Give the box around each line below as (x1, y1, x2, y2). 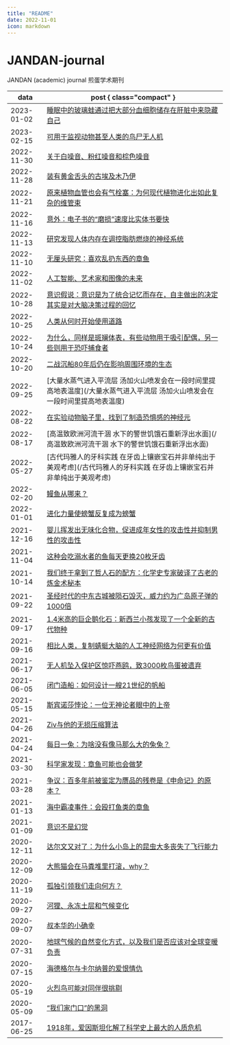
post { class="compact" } (90, 93, 176, 102)
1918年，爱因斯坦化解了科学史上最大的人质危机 (47, 1023, 202, 1033)
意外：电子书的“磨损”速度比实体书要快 (47, 214, 170, 224)
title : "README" (7, 10, 53, 17)
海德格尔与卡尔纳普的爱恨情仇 (47, 964, 143, 974)
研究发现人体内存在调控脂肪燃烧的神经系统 (47, 234, 184, 244)
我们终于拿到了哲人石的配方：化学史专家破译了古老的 (47, 568, 218, 577)
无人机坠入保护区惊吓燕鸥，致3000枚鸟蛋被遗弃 (47, 661, 202, 670)
